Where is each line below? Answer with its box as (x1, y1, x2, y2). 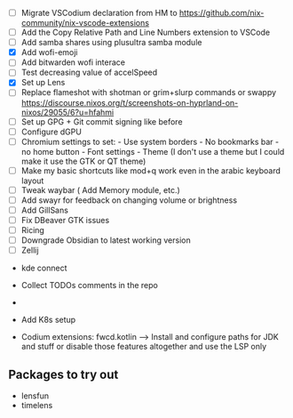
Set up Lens (20, 77, 66, 88)
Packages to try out (8, 366, 119, 382)
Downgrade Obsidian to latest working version (20, 235, 192, 245)
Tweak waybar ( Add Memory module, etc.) (20, 184, 181, 195)
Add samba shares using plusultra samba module (20, 37, 202, 48)
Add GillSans (20, 205, 68, 215)
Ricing (20, 225, 45, 235)
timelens (20, 400, 53, 410)
